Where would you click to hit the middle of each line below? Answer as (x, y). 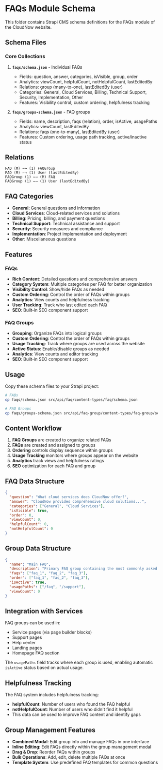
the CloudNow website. (28, 27)
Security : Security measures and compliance (57, 229)
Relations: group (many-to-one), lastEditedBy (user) (71, 87)
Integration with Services (44, 611)
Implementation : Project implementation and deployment (69, 234)
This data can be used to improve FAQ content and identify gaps (76, 714)
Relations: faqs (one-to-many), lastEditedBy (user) (70, 132)
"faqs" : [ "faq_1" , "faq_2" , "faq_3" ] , (49, 573)
